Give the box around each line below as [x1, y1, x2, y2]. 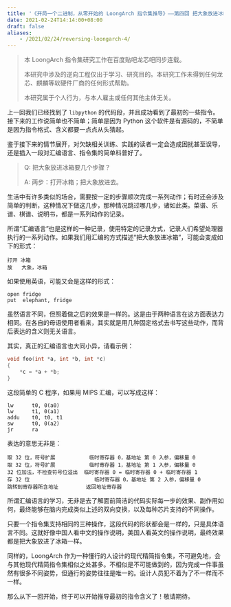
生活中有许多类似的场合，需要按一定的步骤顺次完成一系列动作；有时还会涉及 [7, 192, 224, 201]
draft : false [7, 23, 45, 30]
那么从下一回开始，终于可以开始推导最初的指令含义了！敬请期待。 [7, 592, 194, 600]
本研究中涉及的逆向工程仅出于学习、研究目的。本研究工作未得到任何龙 [23, 70, 223, 79]
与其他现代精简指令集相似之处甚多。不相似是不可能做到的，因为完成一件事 [7, 560, 218, 568]
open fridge [7, 291, 41, 298]
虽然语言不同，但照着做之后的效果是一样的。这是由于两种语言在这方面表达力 [7, 310, 224, 318]
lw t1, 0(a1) [7, 408, 60, 415]
